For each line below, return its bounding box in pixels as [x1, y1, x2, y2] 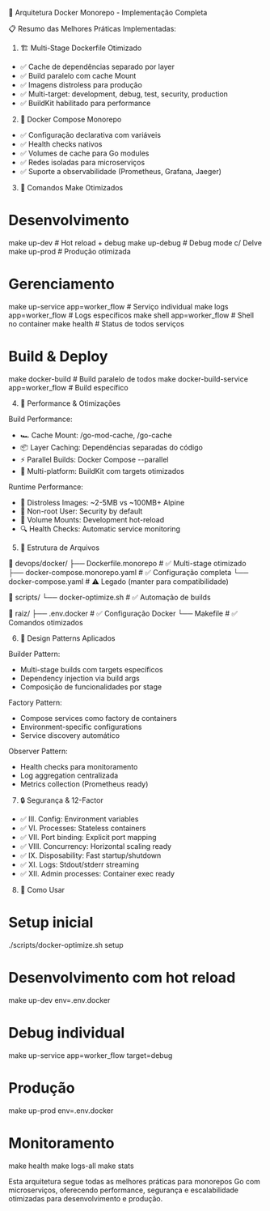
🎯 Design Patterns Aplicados [19, 633, 116, 643]
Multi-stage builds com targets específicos [19, 664, 163, 674]
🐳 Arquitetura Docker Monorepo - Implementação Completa [8, 8, 208, 17]
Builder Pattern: [8, 649, 61, 659]
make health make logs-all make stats [8, 1161, 135, 1170]
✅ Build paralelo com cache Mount [19, 71, 137, 80]
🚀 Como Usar [19, 885, 65, 894]
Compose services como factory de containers [19, 713, 178, 723]
